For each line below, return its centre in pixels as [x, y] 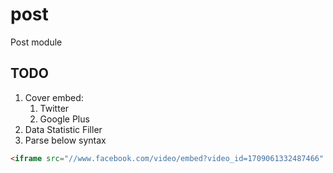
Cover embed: [54, 97]
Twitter [54, 108]
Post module [36, 42]
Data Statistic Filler [63, 129]
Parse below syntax [65, 140]
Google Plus [64, 119]
